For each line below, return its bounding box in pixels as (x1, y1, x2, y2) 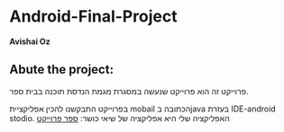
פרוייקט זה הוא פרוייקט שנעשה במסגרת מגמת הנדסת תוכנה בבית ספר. (9, 85, 249, 96)
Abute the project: (9, 62, 115, 77)
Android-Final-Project (9, 6, 178, 27)
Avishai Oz (9, 36, 51, 47)
